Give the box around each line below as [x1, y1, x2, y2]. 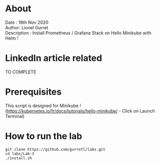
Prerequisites [5, 86, 62, 98]
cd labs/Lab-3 [5, 151, 35, 156]
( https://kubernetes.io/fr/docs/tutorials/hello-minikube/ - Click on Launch [5, 108, 155, 114]
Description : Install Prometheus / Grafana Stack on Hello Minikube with [5, 30, 152, 36]
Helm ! [5, 35, 19, 41]
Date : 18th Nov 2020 [5, 19, 49, 25]
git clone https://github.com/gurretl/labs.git [5, 147, 106, 152]
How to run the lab [5, 131, 82, 142]
